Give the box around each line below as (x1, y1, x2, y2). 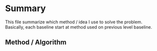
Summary (5, 3, 46, 14)
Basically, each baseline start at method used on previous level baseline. (5, 24, 153, 30)
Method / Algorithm (5, 38, 66, 47)
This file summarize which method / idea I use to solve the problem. (5, 19, 143, 25)
